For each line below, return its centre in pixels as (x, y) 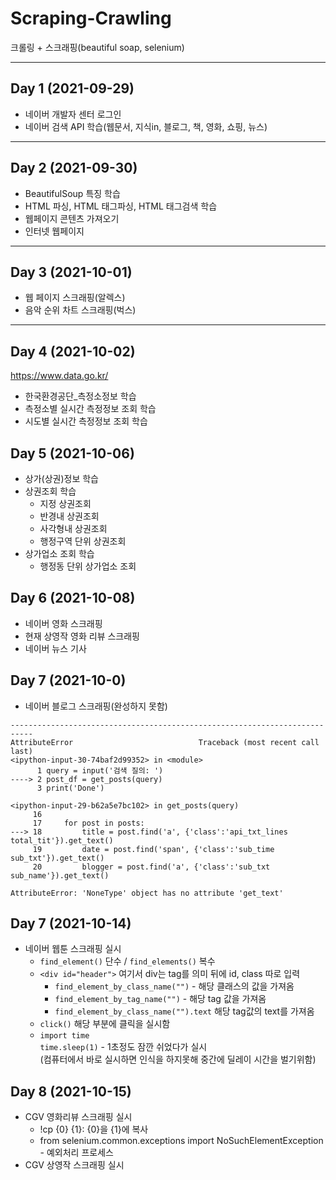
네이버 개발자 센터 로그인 (73, 114)
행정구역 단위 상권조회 (83, 541)
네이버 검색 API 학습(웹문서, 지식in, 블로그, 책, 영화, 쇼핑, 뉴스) (146, 126)
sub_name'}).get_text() (60, 875)
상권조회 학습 (50, 491)
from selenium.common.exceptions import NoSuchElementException (181, 1141)
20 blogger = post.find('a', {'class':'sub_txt (151, 867)
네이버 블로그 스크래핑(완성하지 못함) (96, 706)
